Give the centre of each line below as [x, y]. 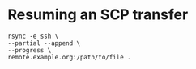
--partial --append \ [44, 43]
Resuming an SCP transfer [98, 15]
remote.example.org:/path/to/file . [69, 57]
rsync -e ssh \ [33, 36]
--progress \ [30, 50]
